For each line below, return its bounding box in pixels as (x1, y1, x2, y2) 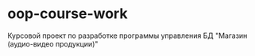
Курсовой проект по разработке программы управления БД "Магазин (7, 31, 248, 40)
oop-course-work (7, 5, 128, 23)
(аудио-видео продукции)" (7, 39, 99, 48)
